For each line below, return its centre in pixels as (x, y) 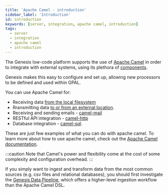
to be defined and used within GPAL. (43, 82)
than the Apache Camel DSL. (35, 185)
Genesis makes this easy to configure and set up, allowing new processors (83, 77)
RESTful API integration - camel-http (50, 118)
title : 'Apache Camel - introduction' (46, 10)
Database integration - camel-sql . (47, 123)
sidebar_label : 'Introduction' (38, 15)
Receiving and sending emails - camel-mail (57, 113)
